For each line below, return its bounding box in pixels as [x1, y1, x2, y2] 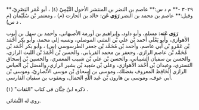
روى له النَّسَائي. [6, 97, 41, 104]
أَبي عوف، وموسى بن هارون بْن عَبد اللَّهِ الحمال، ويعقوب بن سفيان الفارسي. [6, 74, 173, 81]
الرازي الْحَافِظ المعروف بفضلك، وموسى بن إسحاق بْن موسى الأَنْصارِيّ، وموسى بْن [6, 68, 187, 74]
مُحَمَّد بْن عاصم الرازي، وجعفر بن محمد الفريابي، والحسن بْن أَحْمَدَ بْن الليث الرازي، [6, 49, 188, 56]
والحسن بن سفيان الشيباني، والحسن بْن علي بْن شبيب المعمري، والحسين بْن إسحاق [6, 55, 191, 62]
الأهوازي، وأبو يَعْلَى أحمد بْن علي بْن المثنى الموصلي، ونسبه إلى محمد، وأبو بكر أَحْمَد [6, 36, 189, 43]
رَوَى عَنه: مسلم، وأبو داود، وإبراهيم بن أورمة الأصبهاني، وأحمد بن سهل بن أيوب [6, 30, 179, 37]
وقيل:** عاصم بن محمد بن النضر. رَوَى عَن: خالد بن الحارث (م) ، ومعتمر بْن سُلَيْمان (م [6, 12, 193, 19]
